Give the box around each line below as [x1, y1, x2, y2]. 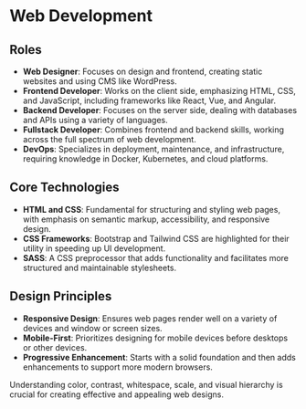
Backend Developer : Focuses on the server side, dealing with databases [22, 105, 298, 115]
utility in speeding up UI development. [22, 243, 166, 254]
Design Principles [9, 288, 112, 304]
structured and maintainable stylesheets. [22, 262, 176, 273]
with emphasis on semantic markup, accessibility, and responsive [22, 214, 270, 225]
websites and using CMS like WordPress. [22, 76, 178, 87]
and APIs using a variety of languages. [22, 115, 168, 125]
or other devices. [22, 341, 88, 352]
